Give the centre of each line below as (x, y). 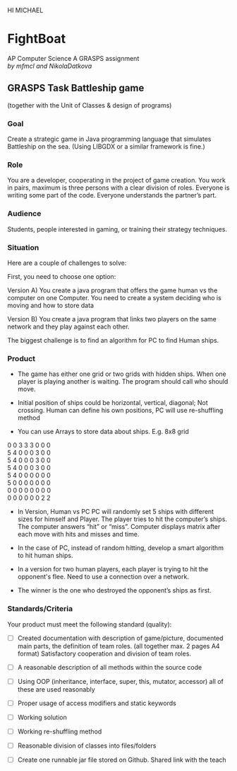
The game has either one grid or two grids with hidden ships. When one (122, 374)
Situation (23, 247)
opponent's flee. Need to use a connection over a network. (103, 577)
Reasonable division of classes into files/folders (87, 746)
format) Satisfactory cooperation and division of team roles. (104, 653)
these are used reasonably (56, 689)
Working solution (42, 717)
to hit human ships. (45, 556)
